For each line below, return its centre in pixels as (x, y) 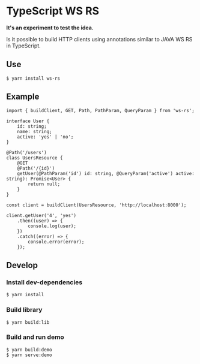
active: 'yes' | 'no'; (45, 137)
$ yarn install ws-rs (33, 78)
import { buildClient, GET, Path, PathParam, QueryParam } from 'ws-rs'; (101, 110)
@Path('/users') (26, 152)
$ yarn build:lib (28, 322)
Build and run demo (35, 337)
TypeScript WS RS (53, 11)
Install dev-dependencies (44, 282)
